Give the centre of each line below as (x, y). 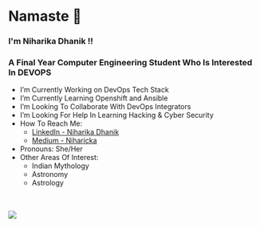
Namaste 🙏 (45, 16)
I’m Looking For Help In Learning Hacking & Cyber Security (116, 115)
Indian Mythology (60, 166)
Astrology (47, 183)
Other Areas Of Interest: (59, 158)
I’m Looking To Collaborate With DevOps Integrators (105, 107)
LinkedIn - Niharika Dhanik (75, 132)
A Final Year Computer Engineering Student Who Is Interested (130, 63)
